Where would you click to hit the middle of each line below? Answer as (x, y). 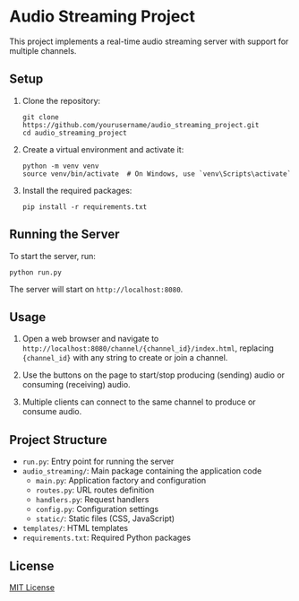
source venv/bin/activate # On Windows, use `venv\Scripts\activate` (157, 174)
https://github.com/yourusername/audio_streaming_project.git (141, 125)
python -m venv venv (60, 166)
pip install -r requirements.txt (85, 207)
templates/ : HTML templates (75, 528)
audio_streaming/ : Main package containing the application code (142, 471)
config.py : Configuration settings (97, 510)
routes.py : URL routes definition (95, 490)
